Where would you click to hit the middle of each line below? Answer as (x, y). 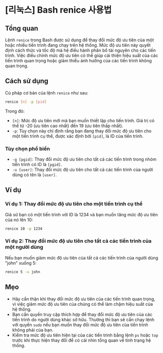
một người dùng (24, 247)
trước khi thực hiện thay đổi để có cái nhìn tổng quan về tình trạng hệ (81, 340)
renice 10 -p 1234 (24, 229)
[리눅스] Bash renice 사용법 (59, 10)
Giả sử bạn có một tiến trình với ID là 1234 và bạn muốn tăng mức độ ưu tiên (81, 214)
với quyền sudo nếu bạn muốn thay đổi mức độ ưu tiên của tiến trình (80, 325)
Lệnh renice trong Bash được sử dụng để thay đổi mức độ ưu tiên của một (80, 40)
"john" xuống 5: (21, 263)
